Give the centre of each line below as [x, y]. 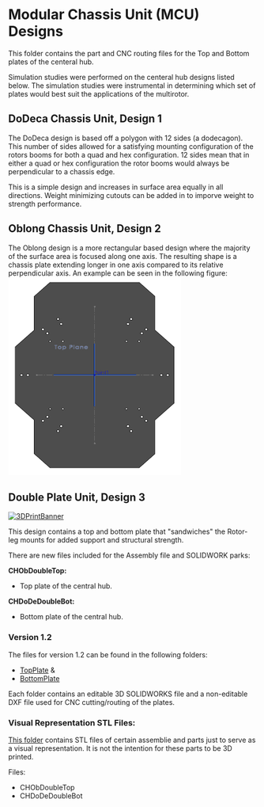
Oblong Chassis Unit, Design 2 [85, 228]
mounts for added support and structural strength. [102, 540]
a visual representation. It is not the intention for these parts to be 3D [121, 748]
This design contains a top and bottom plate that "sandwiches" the [117, 531]
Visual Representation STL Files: [72, 722]
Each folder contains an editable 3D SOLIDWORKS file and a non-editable [128, 694]
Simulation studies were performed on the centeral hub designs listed [121, 77]
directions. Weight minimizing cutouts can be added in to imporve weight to [131, 195]
